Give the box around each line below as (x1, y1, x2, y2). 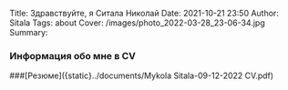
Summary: (9, 27, 48, 37)
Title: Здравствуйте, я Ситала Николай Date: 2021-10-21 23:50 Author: (9, 8, 280, 18)
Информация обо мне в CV (9, 49, 137, 62)
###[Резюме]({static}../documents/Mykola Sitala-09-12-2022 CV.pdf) (9, 70, 274, 81)
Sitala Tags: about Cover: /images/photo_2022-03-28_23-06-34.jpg (9, 17, 266, 28)
